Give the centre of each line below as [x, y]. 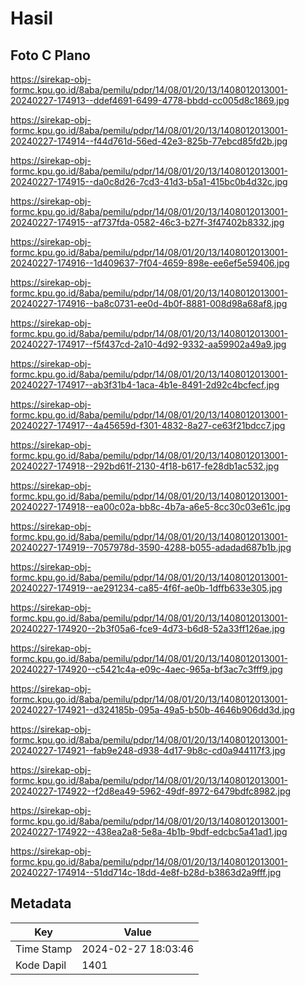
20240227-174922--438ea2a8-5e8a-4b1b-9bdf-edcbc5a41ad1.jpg [149, 831]
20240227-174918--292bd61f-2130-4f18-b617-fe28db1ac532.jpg [145, 466]
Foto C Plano [50, 55]
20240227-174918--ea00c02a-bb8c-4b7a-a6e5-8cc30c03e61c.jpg [150, 506]
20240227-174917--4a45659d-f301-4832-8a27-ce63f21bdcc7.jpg [148, 425]
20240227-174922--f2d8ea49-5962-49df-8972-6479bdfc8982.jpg [151, 791]
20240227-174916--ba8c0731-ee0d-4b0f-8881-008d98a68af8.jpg [149, 303]
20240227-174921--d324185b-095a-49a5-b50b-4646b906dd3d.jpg [152, 710]
